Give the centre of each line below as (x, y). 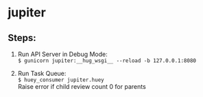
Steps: (22, 38)
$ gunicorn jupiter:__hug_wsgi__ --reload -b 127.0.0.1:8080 (107, 61)
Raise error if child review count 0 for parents (82, 86)
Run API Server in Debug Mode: (63, 54)
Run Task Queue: (42, 73)
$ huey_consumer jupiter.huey (61, 80)
